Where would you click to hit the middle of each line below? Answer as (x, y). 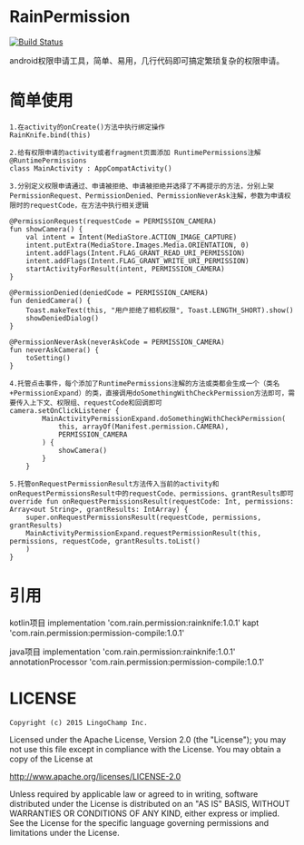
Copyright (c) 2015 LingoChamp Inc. (78, 722)
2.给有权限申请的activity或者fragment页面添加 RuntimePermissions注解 (135, 152)
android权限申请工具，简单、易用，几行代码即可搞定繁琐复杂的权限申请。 (147, 60)
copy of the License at (51, 759)
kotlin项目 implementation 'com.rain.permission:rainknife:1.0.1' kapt (134, 623)
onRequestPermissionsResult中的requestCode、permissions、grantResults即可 (152, 493)
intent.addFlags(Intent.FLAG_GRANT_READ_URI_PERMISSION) (136, 253)
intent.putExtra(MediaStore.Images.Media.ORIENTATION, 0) (137, 245)
